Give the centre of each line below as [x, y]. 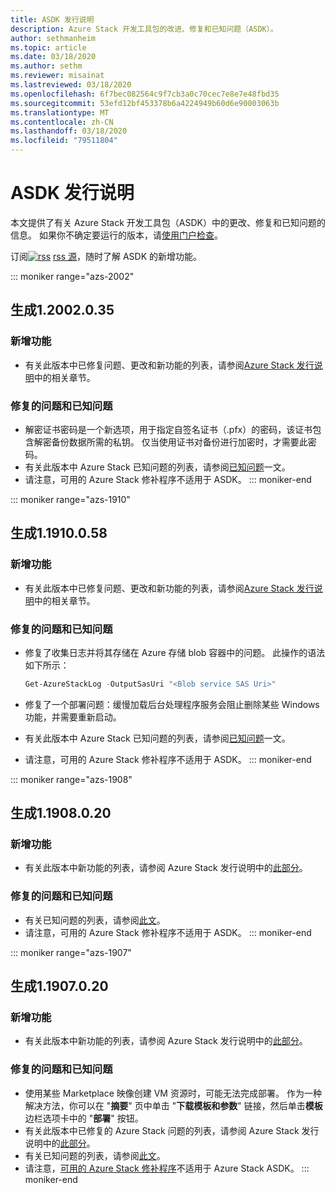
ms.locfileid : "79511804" [64, 141]
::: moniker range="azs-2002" [72, 276]
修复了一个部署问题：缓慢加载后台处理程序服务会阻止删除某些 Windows [172, 704]
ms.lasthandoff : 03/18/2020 [69, 131]
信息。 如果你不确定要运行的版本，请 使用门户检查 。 [116, 235]
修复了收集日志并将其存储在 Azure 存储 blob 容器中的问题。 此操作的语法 [175, 652]
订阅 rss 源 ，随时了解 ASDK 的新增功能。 [106, 256]
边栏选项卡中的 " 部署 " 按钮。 [84, 1118]
